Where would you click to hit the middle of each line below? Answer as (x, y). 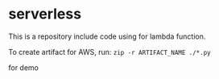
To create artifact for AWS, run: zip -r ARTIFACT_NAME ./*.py (109, 52)
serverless (45, 14)
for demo (23, 67)
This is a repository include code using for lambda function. (107, 36)
